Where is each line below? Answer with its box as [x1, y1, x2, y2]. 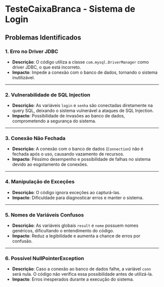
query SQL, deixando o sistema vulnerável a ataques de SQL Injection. [12, 108, 154, 113]
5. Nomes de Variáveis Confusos [5, 211, 84, 218]
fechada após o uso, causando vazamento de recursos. [12, 151, 124, 157]
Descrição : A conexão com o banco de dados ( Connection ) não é [12, 146, 143, 152]
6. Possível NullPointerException [5, 255, 84, 262]
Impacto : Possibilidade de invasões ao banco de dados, [12, 113, 125, 119]
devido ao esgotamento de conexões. [12, 161, 88, 167]
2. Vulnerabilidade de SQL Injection [5, 91, 90, 98]
